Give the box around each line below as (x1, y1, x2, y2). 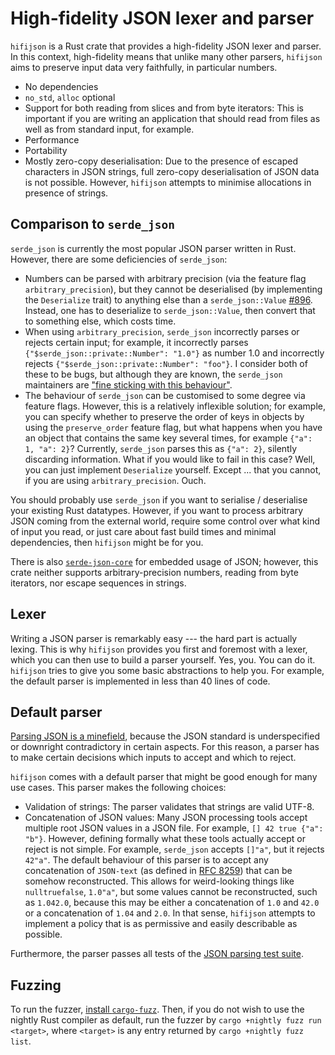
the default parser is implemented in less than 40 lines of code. (10, 675, 271, 687)
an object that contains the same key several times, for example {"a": (24, 432, 313, 444)
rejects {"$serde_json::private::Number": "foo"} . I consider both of (24, 357, 308, 369)
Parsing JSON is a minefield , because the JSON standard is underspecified (10, 730, 320, 742)
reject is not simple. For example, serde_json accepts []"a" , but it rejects (24, 843, 325, 856)
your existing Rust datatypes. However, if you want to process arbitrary (10, 504, 304, 516)
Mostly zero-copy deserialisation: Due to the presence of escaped (24, 155, 298, 167)
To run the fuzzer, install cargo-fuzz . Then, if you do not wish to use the (10, 1003, 305, 1016)
